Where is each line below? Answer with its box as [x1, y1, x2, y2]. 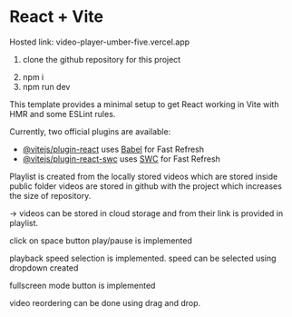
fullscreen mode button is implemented [9, 280, 156, 291]
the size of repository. [9, 190, 92, 201]
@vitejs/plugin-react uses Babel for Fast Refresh [22, 144, 205, 154]
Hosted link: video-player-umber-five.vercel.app [9, 36, 190, 47]
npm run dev [22, 81, 71, 92]
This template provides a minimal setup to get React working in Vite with [9, 98, 279, 110]
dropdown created [9, 262, 79, 273]
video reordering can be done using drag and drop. [9, 297, 201, 308]
